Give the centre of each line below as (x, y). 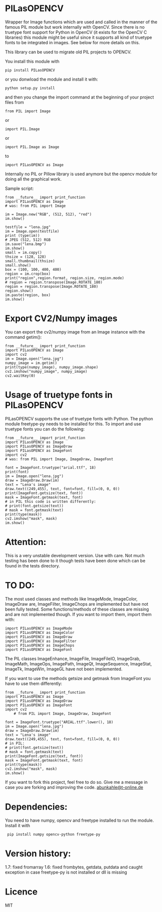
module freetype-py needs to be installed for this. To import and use (73, 424)
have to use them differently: (34, 683)
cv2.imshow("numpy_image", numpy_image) (46, 371)
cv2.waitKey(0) (20, 376)
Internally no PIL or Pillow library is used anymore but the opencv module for (81, 174)
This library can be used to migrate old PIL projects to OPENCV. (68, 52)
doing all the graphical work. (33, 179)
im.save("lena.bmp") (26, 244)
